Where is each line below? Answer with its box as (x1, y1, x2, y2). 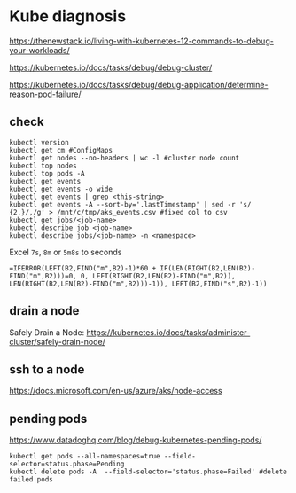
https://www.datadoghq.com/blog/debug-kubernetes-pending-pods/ (9, 434, 262, 445)
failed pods (9, 475, 53, 484)
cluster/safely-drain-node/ (9, 336, 106, 347)
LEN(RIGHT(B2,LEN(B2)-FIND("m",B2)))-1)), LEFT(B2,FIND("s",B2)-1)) (9, 279, 268, 288)
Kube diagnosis (9, 6, 127, 27)
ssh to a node (9, 362, 85, 377)
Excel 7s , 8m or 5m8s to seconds (9, 246, 122, 257)
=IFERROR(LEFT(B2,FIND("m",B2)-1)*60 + (9, 263, 157, 272)
